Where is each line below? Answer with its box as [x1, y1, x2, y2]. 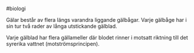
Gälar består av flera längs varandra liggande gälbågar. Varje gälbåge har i [6, 16, 187, 23]
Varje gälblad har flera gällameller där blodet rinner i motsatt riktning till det [6, 34, 189, 41]
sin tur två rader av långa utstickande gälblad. [6, 23, 117, 29]
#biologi [6, 5, 26, 12]
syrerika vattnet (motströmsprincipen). [6, 41, 100, 47]
